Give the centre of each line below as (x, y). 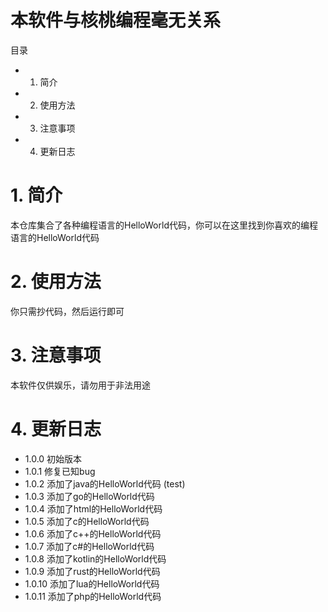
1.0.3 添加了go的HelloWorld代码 (89, 496)
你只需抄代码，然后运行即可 (67, 311)
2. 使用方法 (56, 282)
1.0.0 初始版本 (53, 458)
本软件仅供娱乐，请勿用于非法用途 (80, 385)
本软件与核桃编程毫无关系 (116, 20)
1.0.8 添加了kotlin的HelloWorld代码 (95, 558)
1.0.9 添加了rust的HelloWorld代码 (92, 571)
